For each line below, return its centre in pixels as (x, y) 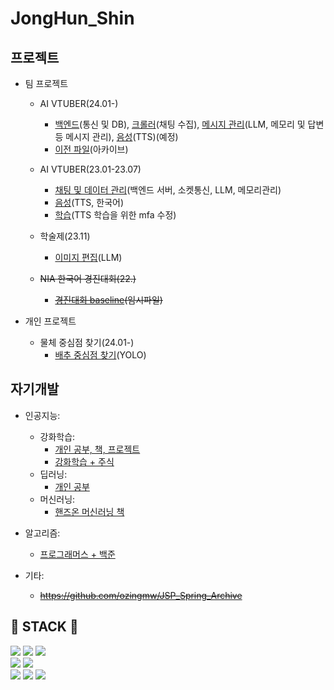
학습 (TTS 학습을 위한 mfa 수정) (115, 215)
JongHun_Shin (72, 18)
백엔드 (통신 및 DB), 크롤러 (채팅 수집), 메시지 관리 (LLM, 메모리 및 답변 (189, 124)
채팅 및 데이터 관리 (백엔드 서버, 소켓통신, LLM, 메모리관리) (168, 190)
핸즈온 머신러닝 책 (89, 511)
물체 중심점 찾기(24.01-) (87, 342)
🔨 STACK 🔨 (44, 627)
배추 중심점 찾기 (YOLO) (100, 355)
